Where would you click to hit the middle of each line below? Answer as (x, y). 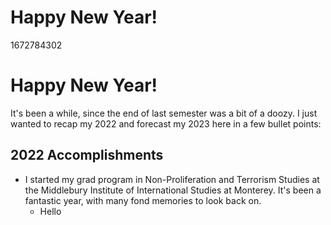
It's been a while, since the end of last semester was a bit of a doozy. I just (164, 113)
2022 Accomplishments (87, 155)
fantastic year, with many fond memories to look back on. (143, 200)
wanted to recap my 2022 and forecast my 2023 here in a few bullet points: (166, 123)
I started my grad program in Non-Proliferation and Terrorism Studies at (172, 179)
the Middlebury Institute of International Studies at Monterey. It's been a (173, 190)
